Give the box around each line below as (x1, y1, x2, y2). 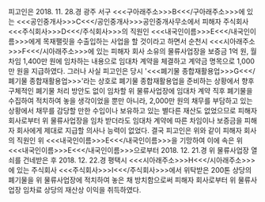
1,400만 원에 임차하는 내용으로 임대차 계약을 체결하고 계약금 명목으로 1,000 (22, 56, 256, 66)
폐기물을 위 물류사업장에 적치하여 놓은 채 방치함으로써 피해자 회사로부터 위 (8, 175, 237, 185)
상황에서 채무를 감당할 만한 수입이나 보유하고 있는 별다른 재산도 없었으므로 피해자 (8, 106, 258, 115)
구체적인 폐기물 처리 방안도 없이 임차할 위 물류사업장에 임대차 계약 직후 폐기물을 (8, 86, 253, 95)
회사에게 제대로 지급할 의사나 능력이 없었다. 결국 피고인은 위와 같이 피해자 (16, 126, 243, 135)
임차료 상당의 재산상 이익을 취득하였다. (22, 185, 142, 194)
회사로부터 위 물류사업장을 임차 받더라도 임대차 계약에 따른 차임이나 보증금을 (8, 116, 243, 125)
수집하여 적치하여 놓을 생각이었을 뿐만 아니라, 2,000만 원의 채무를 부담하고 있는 (8, 96, 253, 105)
